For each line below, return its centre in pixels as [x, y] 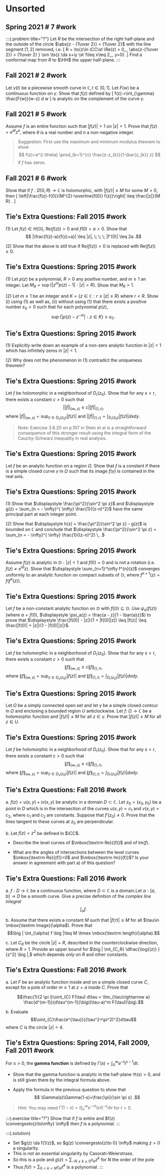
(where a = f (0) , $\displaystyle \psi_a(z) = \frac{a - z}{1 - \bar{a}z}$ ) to [78, 615]
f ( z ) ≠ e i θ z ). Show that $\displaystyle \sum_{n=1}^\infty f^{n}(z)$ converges [83, 568]
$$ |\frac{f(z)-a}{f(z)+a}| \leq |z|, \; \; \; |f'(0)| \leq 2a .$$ [83, 236]
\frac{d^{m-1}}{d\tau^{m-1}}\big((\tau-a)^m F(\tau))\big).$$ [83, 1002]
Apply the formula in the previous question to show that [69, 1089]
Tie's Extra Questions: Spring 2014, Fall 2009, [78, 1042]
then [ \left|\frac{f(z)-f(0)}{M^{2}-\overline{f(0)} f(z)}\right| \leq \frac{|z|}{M [83, 196]
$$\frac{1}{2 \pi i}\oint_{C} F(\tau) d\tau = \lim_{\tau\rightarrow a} [83, 997]
